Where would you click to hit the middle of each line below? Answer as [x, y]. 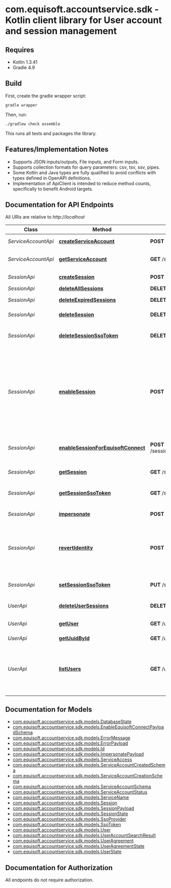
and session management [61, 31]
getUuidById [74, 638]
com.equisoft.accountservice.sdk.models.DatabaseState [72, 722]
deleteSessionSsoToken [89, 336]
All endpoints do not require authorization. [49, 880]
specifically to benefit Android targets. [53, 189]
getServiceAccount [83, 259]
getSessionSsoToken [85, 493]
